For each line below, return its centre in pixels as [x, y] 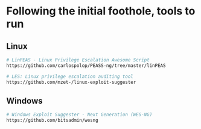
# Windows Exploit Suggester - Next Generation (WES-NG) [79, 115]
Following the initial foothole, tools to [101, 11]
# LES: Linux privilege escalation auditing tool [70, 77]
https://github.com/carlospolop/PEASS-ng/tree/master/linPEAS [86, 65]
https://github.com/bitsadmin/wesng [52, 121]
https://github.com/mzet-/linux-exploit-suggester [71, 82]
